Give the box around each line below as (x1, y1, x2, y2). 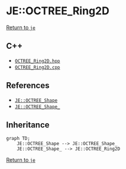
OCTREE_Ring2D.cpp (14, 64, 60, 70)
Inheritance (6, 120, 50, 130)
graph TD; (6, 136, 31, 142)
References (6, 80, 50, 90)
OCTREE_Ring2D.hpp (14, 58, 60, 64)
